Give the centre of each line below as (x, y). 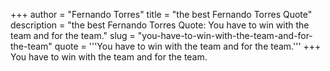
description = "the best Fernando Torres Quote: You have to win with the (160, 25)
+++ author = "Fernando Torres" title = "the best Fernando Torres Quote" (161, 14)
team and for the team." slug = (73, 35)
